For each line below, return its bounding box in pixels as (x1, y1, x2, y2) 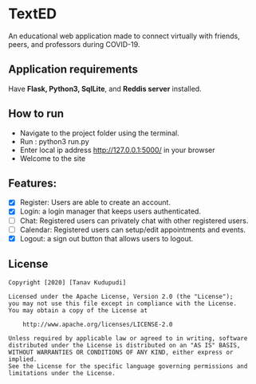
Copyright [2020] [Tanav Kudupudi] (8, 278, 127, 287)
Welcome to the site (19, 153, 86, 163)
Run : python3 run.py (19, 136, 89, 146)
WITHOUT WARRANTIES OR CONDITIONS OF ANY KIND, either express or (8, 348, 234, 356)
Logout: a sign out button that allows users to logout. (19, 233, 194, 243)
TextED (8, 5, 57, 23)
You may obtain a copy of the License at (8, 306, 148, 315)
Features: (8, 176, 57, 190)
